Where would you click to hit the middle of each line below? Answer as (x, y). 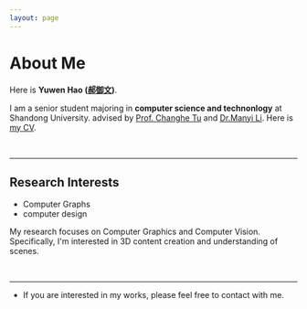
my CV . (23, 127)
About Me (48, 63)
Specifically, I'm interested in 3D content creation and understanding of (144, 241)
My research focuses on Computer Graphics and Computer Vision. (135, 232)
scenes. (24, 251)
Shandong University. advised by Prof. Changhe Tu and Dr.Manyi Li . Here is (152, 117)
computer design (55, 214)
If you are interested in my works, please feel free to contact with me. (153, 295)
